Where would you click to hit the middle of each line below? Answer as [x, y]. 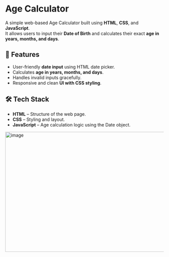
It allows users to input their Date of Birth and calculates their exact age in [82, 33]
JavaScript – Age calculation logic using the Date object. [71, 124]
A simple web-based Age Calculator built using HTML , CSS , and [72, 23]
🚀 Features [22, 55]
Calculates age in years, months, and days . [58, 72]
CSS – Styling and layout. [39, 119]
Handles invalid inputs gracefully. [47, 77]
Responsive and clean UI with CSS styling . [57, 83]
